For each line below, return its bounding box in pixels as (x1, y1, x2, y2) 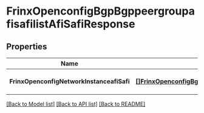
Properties (6, 41, 47, 52)
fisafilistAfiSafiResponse (6, 17, 135, 31)
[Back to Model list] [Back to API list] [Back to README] (6, 100, 146, 108)
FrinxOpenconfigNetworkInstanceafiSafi (9, 77, 130, 86)
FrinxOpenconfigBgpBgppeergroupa (6, 4, 195, 18)
